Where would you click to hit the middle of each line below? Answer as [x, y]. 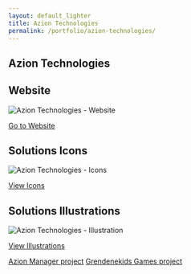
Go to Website [32, 125]
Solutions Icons [48, 151]
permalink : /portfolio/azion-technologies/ [82, 31]
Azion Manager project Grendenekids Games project [95, 261]
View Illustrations [37, 246]
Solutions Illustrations [64, 211]
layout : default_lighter [50, 16]
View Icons [27, 186]
